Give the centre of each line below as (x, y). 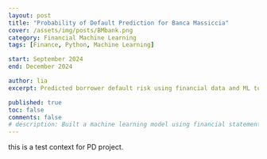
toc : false (26, 110)
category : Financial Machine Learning (72, 38)
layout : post (30, 15)
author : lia (28, 81)
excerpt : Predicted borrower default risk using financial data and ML (129, 88)
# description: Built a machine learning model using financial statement (135, 125)
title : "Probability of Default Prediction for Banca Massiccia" (118, 23)
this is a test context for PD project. (66, 147)
